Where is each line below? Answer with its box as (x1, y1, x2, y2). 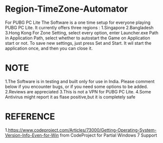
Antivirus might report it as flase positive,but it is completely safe (5, 94, 136, 100)
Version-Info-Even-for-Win (5, 132, 59, 138)
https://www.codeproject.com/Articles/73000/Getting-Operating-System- (8, 127, 157, 133)
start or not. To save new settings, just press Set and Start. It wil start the (5, 40, 152, 46)
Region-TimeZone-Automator (5, 3, 128, 15)
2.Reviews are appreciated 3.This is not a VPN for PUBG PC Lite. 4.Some (5, 89, 151, 94)
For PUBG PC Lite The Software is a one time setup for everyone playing (5, 19, 151, 25)
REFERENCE (5, 111, 55, 122)
